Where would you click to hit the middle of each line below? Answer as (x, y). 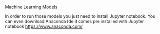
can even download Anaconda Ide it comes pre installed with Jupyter (74, 21)
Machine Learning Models (31, 7)
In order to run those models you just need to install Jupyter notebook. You (80, 16)
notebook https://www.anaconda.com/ (44, 26)
